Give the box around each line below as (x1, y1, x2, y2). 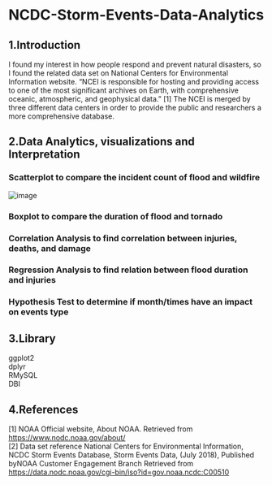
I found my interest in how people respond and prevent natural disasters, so (8, 59, 261, 69)
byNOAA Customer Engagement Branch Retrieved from (8, 459, 194, 468)
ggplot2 (8, 353, 35, 363)
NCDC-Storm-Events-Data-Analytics (8, 6, 265, 24)
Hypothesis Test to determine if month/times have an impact (8, 297, 253, 308)
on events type (8, 306, 69, 318)
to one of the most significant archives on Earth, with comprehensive (8, 85, 240, 95)
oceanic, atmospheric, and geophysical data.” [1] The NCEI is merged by (8, 94, 251, 103)
